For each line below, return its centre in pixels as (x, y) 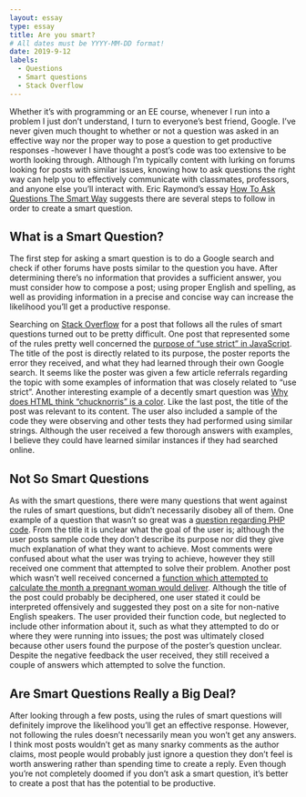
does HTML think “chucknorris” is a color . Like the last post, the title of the (149, 402)
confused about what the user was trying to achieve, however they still (142, 559)
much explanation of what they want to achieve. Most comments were (141, 549)
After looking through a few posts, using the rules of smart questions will (146, 716)
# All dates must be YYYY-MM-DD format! (87, 43)
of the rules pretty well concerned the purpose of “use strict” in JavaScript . (151, 344)
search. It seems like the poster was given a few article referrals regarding (149, 373)
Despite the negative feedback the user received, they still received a (140, 655)
